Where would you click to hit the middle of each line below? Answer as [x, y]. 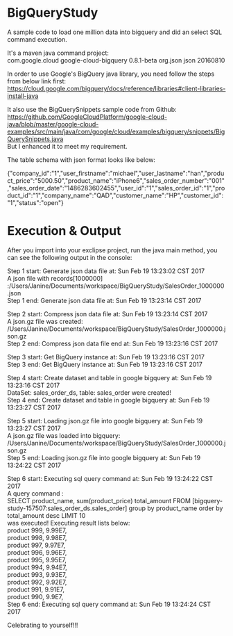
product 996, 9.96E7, [37, 552]
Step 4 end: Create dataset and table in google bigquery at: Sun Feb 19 [109, 400]
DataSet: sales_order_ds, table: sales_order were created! [89, 392]
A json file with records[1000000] [55, 278]
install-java [23, 96]
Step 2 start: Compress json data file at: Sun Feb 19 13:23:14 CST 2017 [107, 313]
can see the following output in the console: [70, 257]
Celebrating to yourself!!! [43, 625]
